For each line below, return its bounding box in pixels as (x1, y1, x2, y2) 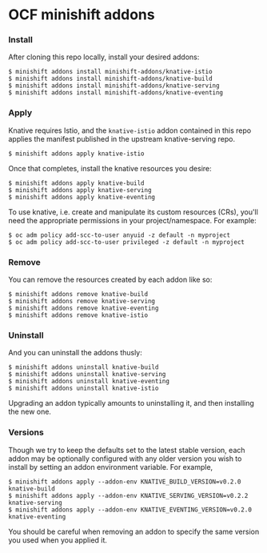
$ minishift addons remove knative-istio (8, 311, 149, 319)
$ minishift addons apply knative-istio (8, 150, 145, 158)
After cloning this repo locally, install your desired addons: (8, 52, 200, 62)
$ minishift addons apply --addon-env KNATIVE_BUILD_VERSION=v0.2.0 (8, 478, 241, 486)
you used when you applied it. (8, 535, 108, 545)
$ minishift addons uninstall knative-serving (8, 371, 166, 379)
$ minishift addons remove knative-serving (8, 298, 156, 306)
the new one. (8, 407, 52, 417)
